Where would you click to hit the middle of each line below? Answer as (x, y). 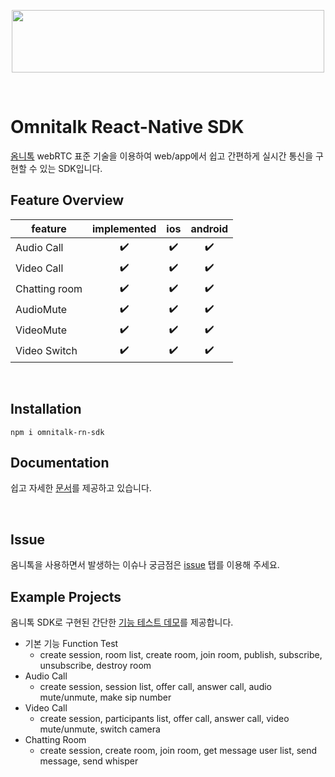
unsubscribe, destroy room (95, 665)
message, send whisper (89, 761)
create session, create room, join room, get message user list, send (178, 750)
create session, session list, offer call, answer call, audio (155, 686)
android (209, 228)
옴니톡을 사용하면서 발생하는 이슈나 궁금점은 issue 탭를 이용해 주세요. (145, 565)
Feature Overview (67, 200)
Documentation (60, 462)
